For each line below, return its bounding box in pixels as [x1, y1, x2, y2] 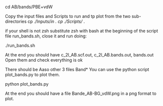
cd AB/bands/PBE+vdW [5, 4, 53, 10]
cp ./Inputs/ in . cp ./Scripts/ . [27, 18, 85, 24]
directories [5, 18, 27, 24]
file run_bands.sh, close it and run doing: [5, 33, 87, 39]
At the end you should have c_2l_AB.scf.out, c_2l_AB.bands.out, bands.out [5, 52, 154, 58]
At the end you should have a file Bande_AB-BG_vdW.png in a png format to [5, 90, 157, 96]
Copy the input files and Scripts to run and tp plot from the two [5, 14, 131, 19]
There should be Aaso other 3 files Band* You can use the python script [5, 67, 149, 72]
